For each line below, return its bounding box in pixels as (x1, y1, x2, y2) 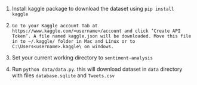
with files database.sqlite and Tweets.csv (11, 72, 115, 79)
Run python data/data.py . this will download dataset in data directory (11, 65, 183, 73)
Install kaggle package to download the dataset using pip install (11, 5, 174, 12)
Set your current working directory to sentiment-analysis (11, 54, 153, 61)
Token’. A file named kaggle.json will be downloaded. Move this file (11, 33, 192, 39)
